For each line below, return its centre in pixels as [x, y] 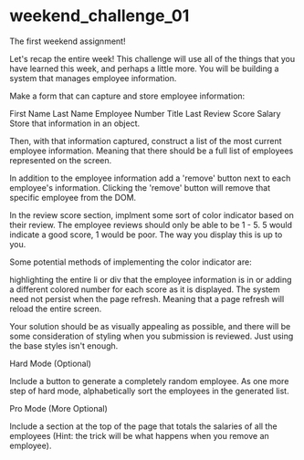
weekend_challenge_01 [100, 16]
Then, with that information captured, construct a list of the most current [146, 141]
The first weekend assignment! [68, 41]
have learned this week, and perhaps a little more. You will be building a [144, 68]
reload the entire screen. [56, 308]
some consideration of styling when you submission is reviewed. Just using [152, 336]
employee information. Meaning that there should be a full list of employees [152, 151]
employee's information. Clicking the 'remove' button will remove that [140, 187]
